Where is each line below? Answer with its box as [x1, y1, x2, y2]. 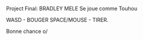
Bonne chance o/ [6, 28, 48, 35]
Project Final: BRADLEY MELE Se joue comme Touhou [6, 5, 138, 12]
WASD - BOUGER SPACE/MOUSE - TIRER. [6, 16, 109, 23]
